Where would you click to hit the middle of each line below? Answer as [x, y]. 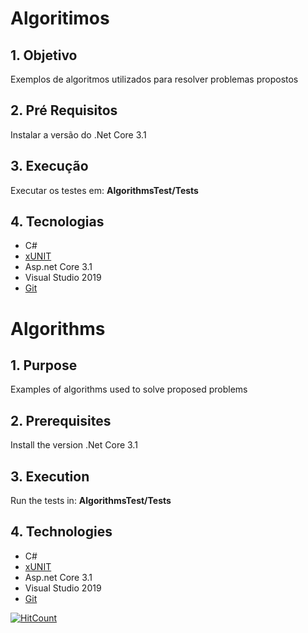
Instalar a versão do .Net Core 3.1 [78, 134]
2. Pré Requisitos [64, 110]
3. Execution [50, 476]
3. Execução [49, 166]
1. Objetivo [44, 55]
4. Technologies [61, 532]
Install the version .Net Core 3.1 [74, 445]
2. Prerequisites [61, 420]
